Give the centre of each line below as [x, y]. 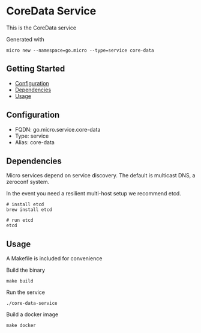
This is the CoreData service [41, 28]
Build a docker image [32, 314]
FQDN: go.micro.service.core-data [58, 129]
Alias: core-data [35, 142]
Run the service [25, 292]
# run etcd [20, 221]
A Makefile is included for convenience [54, 258]
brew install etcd [29, 210]
